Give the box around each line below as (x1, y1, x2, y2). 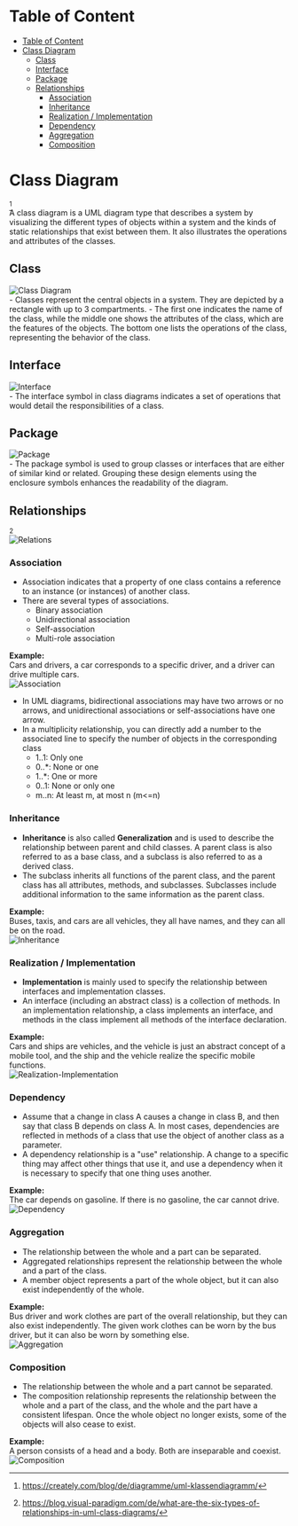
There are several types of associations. (21, 596, 169, 606)
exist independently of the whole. (21, 1284, 145, 1295)
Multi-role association (35, 633, 115, 644)
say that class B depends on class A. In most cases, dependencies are (21, 1121, 279, 1131)
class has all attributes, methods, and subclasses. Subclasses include (21, 880, 277, 890)
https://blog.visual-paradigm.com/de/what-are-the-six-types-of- (21, 1497, 260, 1508)
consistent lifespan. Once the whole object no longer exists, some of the (21, 1409, 287, 1420)
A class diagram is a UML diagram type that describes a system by (9, 207, 254, 218)
